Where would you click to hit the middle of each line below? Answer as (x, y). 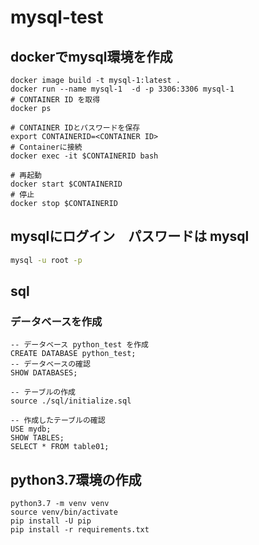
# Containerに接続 (46, 147)
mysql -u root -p (46, 260)
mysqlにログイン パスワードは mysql (130, 236)
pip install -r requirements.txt (80, 530)
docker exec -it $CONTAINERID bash (84, 156)
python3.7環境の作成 (76, 479)
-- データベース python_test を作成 (79, 345)
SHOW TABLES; (37, 438)
